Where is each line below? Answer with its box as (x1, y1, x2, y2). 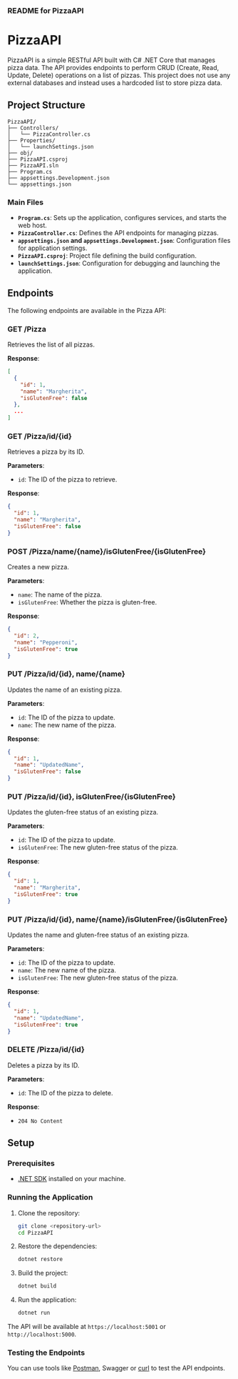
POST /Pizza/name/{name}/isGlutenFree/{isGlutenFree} (7, 546, 207, 556)
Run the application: (17, 1295, 77, 1304)
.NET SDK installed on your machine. (17, 1175, 126, 1183)
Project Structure (7, 99, 86, 111)
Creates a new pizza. (7, 563, 70, 572)
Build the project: (17, 1269, 68, 1278)
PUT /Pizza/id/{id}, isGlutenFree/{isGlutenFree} (7, 792, 176, 802)
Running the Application (7, 1193, 93, 1203)
